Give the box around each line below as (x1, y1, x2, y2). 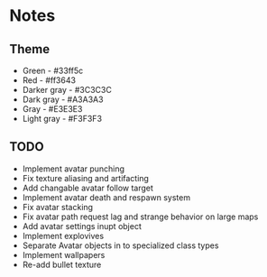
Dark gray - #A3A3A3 (22, 94, 104, 105)
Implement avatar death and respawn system (22, 191, 191, 203)
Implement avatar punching (22, 163, 124, 174)
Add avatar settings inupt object (22, 220, 142, 231)
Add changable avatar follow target (22, 182, 153, 193)
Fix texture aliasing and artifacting (22, 172, 149, 183)
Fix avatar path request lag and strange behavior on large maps (22, 211, 259, 222)
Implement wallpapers (22, 249, 106, 260)
